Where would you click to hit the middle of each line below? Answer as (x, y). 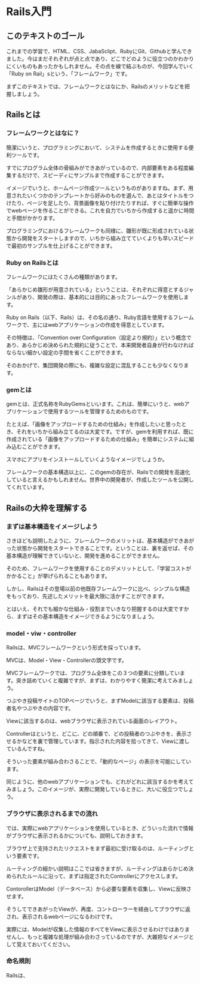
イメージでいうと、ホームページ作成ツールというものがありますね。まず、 (97, 188)
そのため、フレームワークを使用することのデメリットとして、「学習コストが (99, 568)
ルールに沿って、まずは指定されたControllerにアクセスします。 (104, 876)
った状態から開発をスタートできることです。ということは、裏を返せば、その (100, 548)
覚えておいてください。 (45, 944)
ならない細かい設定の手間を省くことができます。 (66, 352)
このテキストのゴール (45, 36)
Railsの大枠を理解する (47, 508)
